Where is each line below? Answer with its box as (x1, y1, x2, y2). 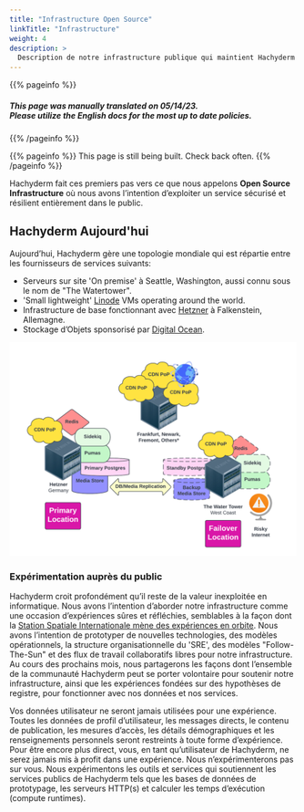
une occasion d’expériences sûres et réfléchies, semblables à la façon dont (9, 610, 293, 621)
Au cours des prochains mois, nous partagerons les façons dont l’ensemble (9, 659, 293, 670)
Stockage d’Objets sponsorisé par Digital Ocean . (22, 324, 205, 335)
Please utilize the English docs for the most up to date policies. (9, 109, 252, 120)
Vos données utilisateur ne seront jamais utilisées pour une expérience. (9, 705, 278, 716)
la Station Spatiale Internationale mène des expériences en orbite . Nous (9, 620, 279, 631)
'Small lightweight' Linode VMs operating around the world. (22, 295, 246, 306)
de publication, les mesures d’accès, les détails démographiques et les (9, 725, 275, 736)
